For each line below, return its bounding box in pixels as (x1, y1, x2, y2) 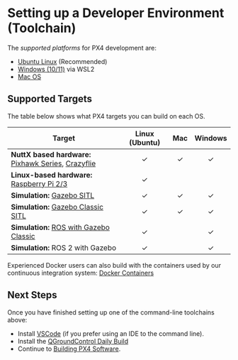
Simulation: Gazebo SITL (11, 190, 95, 200)
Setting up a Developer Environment (7, 5, 225, 21)
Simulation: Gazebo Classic (11, 202, 104, 212)
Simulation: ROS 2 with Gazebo (11, 243, 117, 253)
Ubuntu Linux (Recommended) (17, 57, 108, 65)
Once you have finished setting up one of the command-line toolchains (7, 307, 215, 317)
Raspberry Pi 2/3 (11, 179, 68, 189)
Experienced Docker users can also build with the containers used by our (7, 261, 222, 269)
